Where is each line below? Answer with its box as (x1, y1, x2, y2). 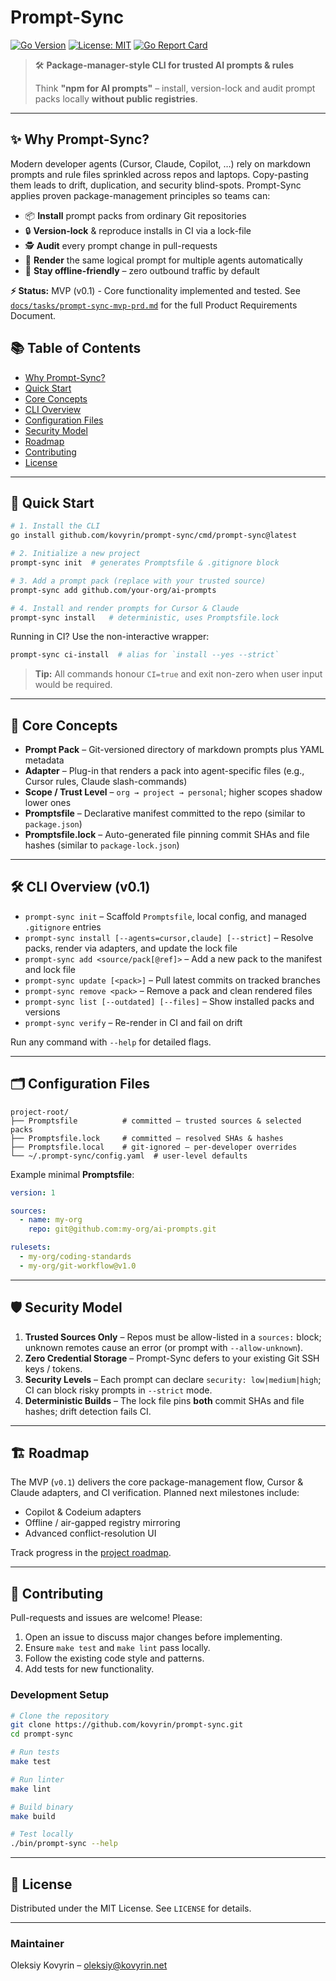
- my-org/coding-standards (19, 1252, 132, 1262)
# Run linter (10, 1774, 65, 1785)
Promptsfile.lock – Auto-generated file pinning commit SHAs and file (24, 829, 310, 841)
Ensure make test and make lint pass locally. (24, 1642, 211, 1654)
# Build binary (10, 1802, 74, 1812)
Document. (10, 309, 57, 321)
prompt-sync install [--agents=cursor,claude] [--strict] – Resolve (24, 931, 314, 943)
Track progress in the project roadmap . (10, 1547, 172, 1559)
